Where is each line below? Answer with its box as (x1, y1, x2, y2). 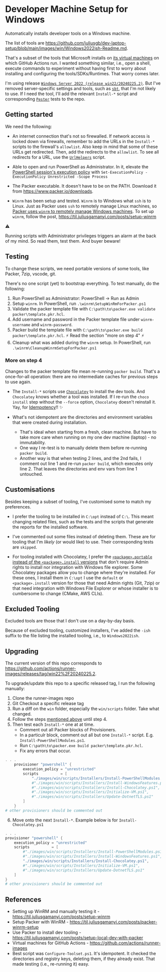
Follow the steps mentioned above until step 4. (12, 716, 108, 722)
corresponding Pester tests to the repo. (5, 96, 85, 102)
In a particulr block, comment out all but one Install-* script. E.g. (19, 732, 154, 738)
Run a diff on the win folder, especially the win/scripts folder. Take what (12, 706, 160, 712)
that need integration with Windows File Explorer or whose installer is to (12, 585, 159, 591)
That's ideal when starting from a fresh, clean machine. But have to (19, 429, 157, 435)
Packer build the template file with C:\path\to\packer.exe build (12, 327, 143, 333)
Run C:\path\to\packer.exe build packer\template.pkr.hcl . (19, 743, 143, 749)
